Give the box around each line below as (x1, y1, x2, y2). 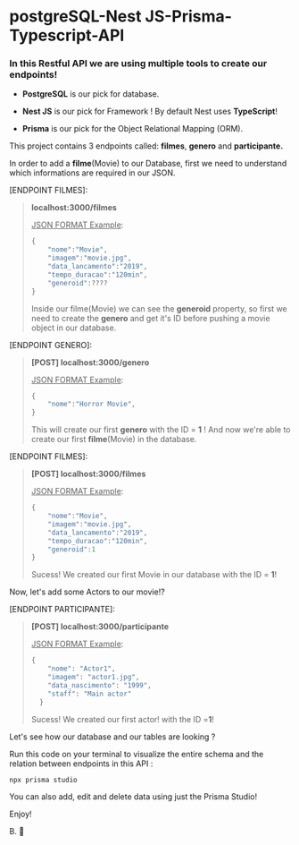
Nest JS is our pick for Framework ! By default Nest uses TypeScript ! (21, 106, 278, 117)
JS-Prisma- (145, 6, 232, 27)
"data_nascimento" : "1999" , (47, 680, 152, 690)
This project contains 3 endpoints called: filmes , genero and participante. (9, 141, 284, 151)
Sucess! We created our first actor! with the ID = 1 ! (30, 713, 214, 724)
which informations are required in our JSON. (9, 167, 176, 178)
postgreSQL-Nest (9, 6, 142, 27)
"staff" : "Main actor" (47, 689, 132, 698)
